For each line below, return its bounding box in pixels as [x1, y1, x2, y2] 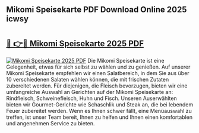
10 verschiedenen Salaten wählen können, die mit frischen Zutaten [6, 76, 169, 83]
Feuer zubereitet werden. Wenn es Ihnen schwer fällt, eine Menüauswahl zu [6, 108, 192, 114]
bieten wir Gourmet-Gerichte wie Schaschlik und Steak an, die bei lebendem [6, 101, 194, 108]
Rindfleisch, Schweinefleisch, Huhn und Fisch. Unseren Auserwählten [6, 95, 177, 102]
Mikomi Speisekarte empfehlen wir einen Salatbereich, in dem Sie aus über [6, 70, 189, 76]
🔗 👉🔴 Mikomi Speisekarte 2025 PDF [6, 38, 144, 48]
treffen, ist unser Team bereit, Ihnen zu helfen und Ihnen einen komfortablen [6, 113, 193, 121]
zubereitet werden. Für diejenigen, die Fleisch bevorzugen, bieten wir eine [6, 82, 188, 89]
